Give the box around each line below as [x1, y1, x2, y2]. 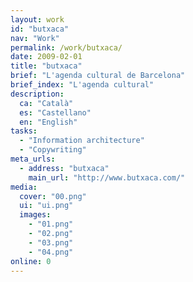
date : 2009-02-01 [10, 52, 83, 62]
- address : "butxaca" [19, 163, 110, 173]
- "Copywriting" [19, 145, 87, 155]
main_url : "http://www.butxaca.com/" [28, 172, 186, 183]
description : [10, 89, 65, 99]
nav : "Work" [10, 33, 60, 43]
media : [10, 182, 38, 192]
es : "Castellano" [19, 107, 92, 118]
